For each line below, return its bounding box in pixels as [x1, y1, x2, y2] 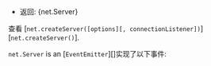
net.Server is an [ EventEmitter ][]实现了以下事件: [8, 49, 167, 58]
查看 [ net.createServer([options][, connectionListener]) [8, 24, 201, 33]
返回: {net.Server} [19, 7, 79, 16]
